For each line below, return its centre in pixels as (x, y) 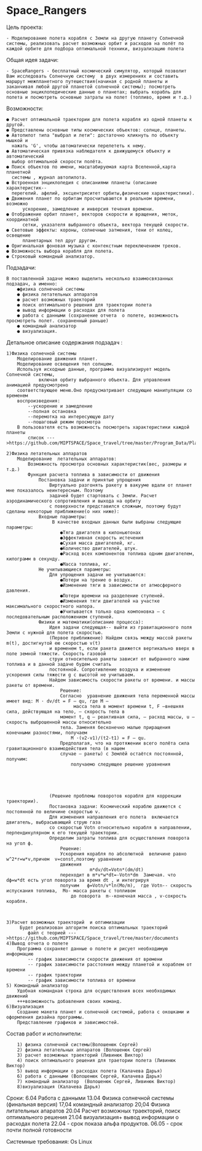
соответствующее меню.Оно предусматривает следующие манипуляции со (105, 390)
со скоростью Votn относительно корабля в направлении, (121, 827)
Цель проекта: (25, 27)
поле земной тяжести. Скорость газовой (56, 654)
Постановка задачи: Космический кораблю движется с (115, 806)
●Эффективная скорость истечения (102, 538)
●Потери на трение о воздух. (96, 580)
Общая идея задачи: (32, 60)
